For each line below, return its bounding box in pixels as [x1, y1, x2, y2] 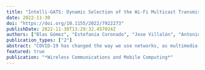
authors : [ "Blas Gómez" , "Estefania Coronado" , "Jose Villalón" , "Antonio [6, 32, 201, 38]
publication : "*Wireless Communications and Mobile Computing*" [6, 54, 173, 60]
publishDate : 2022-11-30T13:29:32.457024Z [6, 26, 116, 32]
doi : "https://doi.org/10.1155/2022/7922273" [6, 20, 124, 26]
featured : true [6, 49, 45, 55]
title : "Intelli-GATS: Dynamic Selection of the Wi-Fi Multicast [6, 9, 176, 15]
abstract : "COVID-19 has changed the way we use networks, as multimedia [6, 43, 198, 49]
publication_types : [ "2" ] [6, 37, 72, 43]
